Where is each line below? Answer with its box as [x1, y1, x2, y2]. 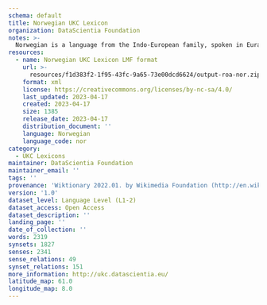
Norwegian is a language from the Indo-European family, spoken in [15, 41, 244, 49]
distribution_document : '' [22, 122, 112, 130]
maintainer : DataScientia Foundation [8, 160, 133, 168]
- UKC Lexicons [15, 152, 66, 160]
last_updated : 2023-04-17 [22, 93, 109, 101]
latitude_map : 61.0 [8, 277, 73, 286]
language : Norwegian [22, 129, 91, 137]
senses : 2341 [8, 248, 52, 256]
